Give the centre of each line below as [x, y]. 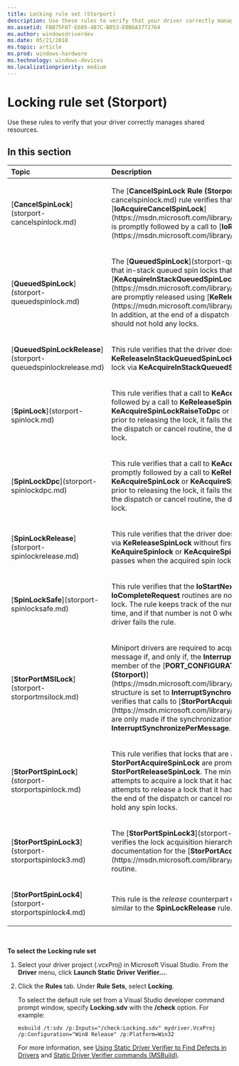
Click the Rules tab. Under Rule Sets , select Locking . [96, 986]
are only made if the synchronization [172, 719]
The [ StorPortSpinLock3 [153, 833]
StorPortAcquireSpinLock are [162, 763]
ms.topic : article [34, 47]
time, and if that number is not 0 [165, 614]
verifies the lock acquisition [157, 842]
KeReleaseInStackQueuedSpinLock [172, 358]
